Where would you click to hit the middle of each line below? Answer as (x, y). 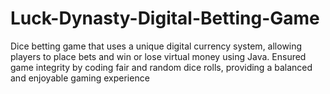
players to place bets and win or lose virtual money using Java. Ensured (158, 56)
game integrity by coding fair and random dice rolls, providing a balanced (161, 67)
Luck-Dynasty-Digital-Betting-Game (165, 18)
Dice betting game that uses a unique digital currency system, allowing (156, 46)
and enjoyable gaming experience (80, 78)
